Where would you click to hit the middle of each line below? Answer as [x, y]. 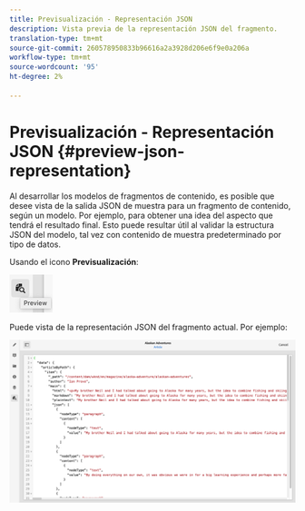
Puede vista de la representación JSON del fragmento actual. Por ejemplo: [148, 327]
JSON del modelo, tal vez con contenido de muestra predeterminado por [145, 234]
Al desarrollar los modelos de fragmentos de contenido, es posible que [142, 196]
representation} [70, 170]
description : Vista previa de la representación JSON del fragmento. [144, 29]
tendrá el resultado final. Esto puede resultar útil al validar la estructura [142, 225]
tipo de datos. [35, 244]
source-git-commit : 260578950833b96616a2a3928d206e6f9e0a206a [129, 48]
